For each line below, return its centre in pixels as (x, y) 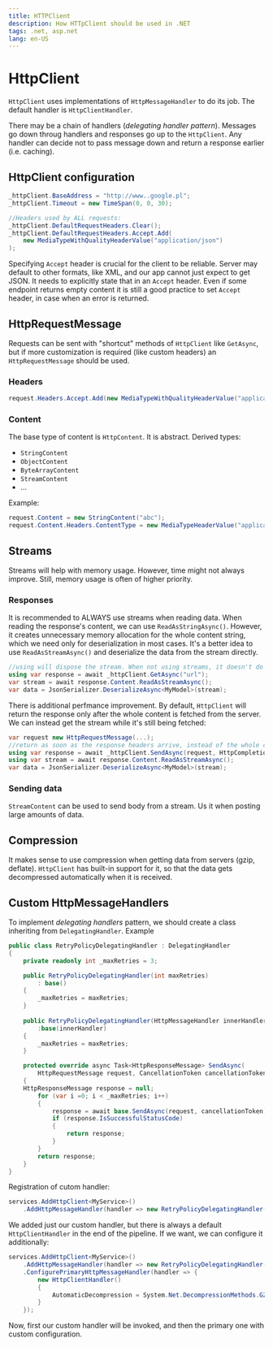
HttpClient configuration (72, 177)
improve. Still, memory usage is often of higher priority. (101, 578)
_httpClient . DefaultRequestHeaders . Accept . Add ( (91, 233)
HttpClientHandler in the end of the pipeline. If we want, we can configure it (136, 1234)
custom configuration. (45, 1334)
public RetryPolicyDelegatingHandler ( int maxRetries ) (116, 976)
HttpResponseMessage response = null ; (89, 1088)
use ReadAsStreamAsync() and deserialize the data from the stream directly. (133, 652)
